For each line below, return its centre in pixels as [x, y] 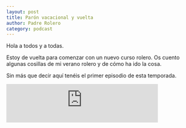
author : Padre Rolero [34, 23]
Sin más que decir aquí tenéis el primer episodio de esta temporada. [91, 75]
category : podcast [29, 29]
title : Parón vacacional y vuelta [50, 18]
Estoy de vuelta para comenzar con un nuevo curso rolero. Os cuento [93, 57]
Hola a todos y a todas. [35, 46]
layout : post [23, 12]
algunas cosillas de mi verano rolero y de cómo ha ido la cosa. [84, 64]
